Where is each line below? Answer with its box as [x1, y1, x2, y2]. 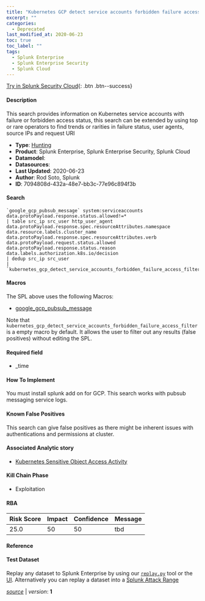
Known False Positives [6, 410, 65, 417]
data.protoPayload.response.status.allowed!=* [6, 213, 127, 219]
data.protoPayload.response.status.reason [6, 245, 116, 251]
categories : [6, 20, 37, 26]
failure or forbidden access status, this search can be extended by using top [6, 117, 198, 124]
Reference [6, 542, 34, 549]
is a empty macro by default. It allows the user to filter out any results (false [6, 328, 196, 336]
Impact [46, 515, 68, 524]
